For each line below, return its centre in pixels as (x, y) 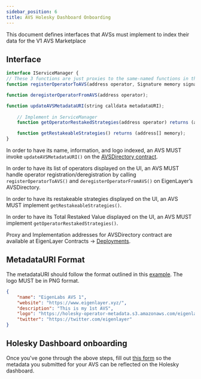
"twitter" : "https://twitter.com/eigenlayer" (75, 320)
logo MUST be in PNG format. (43, 280)
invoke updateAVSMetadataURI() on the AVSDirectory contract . (82, 157)
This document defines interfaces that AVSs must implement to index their (98, 34)
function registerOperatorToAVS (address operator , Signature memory (93, 84)
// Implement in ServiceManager (57, 117)
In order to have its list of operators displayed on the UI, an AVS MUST (93, 169)
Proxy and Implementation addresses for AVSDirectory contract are (89, 235)
